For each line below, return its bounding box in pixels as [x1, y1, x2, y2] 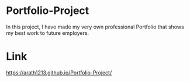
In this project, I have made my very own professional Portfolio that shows [6, 23, 184, 30]
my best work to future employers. [6, 29, 89, 36]
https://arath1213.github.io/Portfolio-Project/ [6, 69, 112, 76]
